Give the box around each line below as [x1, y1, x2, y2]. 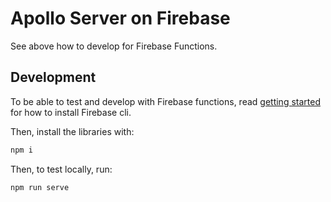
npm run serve [10, 182, 70, 192]
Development [10, 69, 97, 86]
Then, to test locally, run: [10, 163, 113, 175]
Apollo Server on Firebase [10, 7, 231, 30]
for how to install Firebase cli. [10, 106, 132, 118]
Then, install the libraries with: [10, 125, 135, 137]
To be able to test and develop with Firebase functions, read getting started [10, 95, 321, 107]
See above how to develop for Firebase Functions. [10, 40, 218, 52]
